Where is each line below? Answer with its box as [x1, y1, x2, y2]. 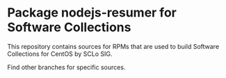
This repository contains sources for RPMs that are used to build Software [7, 42, 220, 50]
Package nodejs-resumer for [7, 5, 177, 21]
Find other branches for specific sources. [7, 63, 126, 71]
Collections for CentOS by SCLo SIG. [7, 50, 113, 58]
